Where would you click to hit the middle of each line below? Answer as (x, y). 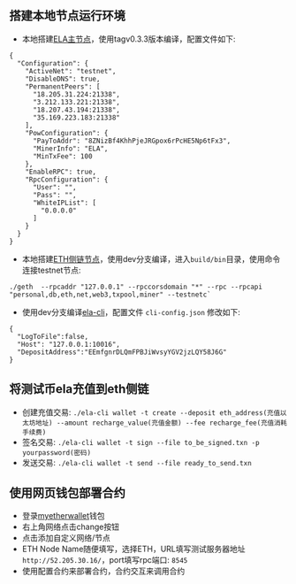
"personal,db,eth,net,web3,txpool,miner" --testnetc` (110, 295)
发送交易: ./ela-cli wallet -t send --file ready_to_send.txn (137, 462)
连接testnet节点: (51, 270)
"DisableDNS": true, (63, 79)
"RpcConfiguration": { (67, 180)
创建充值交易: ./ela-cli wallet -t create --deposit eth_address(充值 (151, 412)
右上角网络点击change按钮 (70, 527)
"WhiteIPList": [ (65, 203)
